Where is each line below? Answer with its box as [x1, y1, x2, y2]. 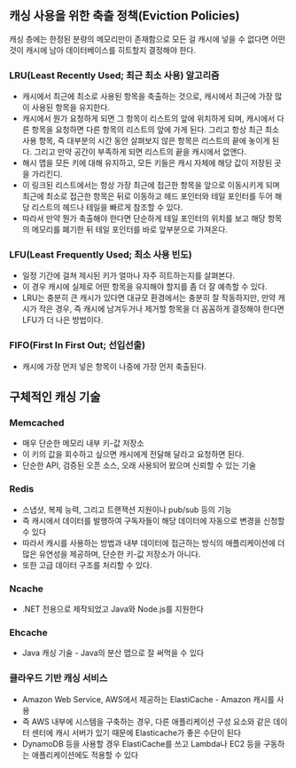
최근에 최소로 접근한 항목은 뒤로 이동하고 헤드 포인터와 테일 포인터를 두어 [21, 191, 273, 202]
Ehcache [9, 626, 48, 638]
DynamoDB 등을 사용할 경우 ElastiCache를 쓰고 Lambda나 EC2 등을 [21, 738, 261, 748]
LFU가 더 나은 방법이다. [21, 314, 104, 326]
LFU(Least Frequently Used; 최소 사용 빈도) [9, 249, 192, 261]
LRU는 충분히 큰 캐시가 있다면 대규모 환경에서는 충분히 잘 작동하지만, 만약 [21, 292, 277, 304]
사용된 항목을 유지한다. [31, 102, 111, 113]
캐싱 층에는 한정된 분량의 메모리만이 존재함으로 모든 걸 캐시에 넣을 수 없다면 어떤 [9, 34, 286, 44]
